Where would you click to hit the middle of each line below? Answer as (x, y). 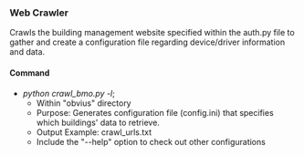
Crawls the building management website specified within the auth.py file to (152, 33)
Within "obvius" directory (84, 103)
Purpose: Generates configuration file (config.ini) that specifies (155, 112)
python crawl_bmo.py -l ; (69, 93)
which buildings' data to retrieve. (98, 122)
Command (30, 73)
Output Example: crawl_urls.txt (94, 132)
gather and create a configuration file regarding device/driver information (147, 42)
